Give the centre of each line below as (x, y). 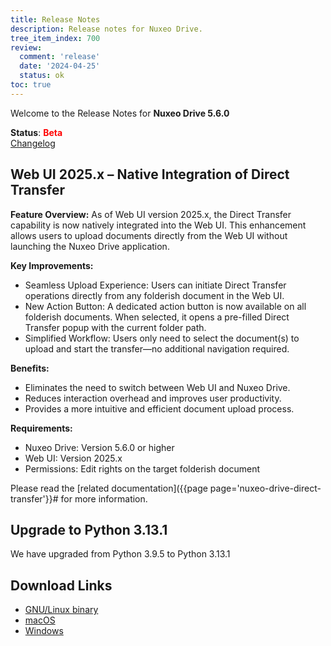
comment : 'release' (60, 57)
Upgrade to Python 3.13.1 (89, 529)
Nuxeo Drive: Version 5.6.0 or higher (99, 447)
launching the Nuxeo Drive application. (90, 246)
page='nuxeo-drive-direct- (265, 488)
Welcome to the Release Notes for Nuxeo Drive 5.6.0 (120, 113)
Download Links (61, 585)
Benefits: (30, 368)
